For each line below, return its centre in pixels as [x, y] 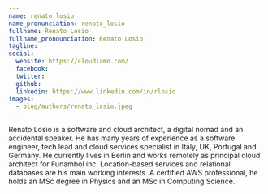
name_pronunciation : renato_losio [67, 24]
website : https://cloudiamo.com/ [72, 62]
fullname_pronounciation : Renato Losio [76, 39]
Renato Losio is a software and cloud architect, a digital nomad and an [126, 130]
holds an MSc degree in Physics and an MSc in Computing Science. [122, 181]
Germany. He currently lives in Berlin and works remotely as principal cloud [134, 156]
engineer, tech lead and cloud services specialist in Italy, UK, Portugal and [132, 147]
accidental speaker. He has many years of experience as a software [122, 138]
